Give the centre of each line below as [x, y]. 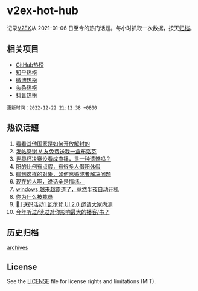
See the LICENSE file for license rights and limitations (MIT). [81, 281]
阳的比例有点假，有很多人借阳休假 [58, 166]
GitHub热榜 [30, 65]
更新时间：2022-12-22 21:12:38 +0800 [52, 108]
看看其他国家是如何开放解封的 [53, 144]
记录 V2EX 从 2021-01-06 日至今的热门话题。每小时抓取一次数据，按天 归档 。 [101, 28]
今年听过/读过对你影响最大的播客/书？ [62, 212]
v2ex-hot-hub [43, 11]
